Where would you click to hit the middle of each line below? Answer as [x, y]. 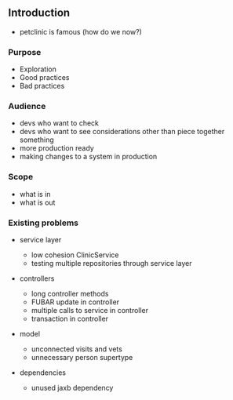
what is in [35, 194]
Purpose [25, 52]
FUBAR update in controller [75, 302]
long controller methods [70, 294]
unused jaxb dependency [72, 388]
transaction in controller [69, 318]
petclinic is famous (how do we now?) [81, 31]
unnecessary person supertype [82, 357]
